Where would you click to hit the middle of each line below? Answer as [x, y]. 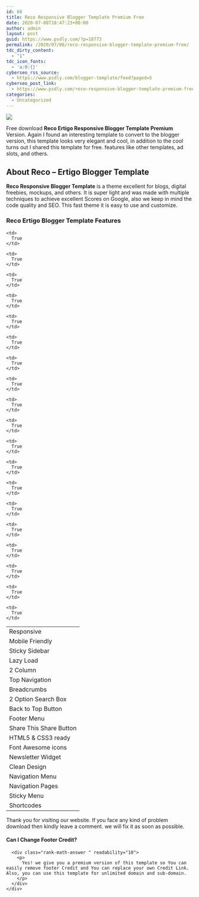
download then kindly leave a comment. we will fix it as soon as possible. [95, 826]
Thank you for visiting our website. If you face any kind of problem [87, 820]
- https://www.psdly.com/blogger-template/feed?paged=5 [82, 78]
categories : [21, 95]
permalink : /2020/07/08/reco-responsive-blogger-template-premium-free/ [98, 45]
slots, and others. [27, 153]
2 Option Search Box [38, 699]
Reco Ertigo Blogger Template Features [64, 221]
